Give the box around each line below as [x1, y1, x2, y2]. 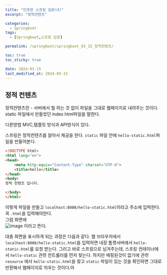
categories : [5, 21, 30, 26]
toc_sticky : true [5, 57, 41, 62]
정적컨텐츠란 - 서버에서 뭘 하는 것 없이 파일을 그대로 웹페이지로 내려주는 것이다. [5, 105, 159, 111]
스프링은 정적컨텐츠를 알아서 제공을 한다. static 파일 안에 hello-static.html [5, 133, 156, 138]
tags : [5, 30, 16, 35]
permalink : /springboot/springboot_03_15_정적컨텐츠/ [5, 44, 114, 49]
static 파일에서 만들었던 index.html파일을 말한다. [5, 111, 101, 117]
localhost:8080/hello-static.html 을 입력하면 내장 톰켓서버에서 [5, 240, 133, 246]
